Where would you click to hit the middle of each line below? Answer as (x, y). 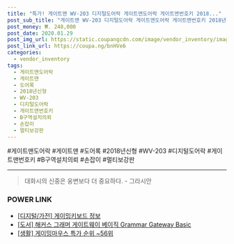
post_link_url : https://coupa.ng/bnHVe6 (67, 46)
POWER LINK (30, 199)
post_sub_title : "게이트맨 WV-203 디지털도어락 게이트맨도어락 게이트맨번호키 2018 (114, 20)
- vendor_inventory (42, 59)
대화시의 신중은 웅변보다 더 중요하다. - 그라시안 (88, 181)
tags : (15, 66)
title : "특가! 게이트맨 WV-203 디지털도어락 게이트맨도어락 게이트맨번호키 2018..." (115, 14)
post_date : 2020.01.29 (40, 33)
